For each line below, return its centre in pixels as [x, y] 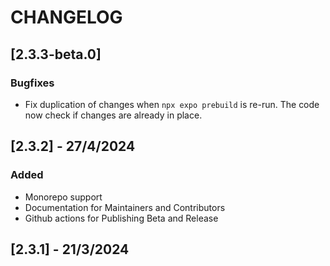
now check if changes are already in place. [113, 115]
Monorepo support [63, 197]
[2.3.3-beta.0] [56, 54]
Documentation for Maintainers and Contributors [125, 207]
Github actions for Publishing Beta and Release [121, 218]
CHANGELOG [66, 17]
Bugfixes [32, 83]
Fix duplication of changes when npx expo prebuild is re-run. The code [172, 104]
